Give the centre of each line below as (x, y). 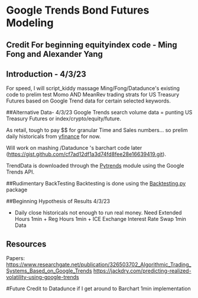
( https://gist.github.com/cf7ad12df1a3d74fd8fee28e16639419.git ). (86, 154)
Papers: (16, 258)
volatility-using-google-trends (43, 277)
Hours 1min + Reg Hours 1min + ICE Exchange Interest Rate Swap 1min (100, 219)
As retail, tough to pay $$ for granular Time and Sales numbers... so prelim (97, 130)
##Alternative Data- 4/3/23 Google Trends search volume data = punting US (99, 113)
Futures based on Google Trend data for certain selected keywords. (89, 101)
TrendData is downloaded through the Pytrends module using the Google (95, 166)
